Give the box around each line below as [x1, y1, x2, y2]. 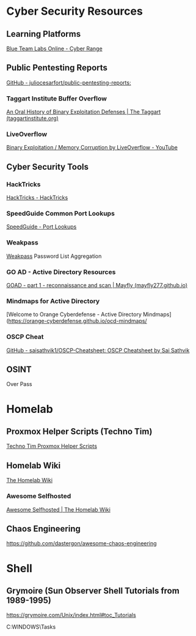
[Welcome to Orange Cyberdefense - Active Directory [6, 311, 142, 318]
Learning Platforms [6, 29, 81, 39]
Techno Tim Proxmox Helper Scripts [6, 442, 98, 450]
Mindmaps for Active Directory [6, 297, 100, 305]
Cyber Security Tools [6, 161, 89, 172]
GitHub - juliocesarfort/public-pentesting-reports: [6, 78, 131, 86]
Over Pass [6, 380, 32, 388]
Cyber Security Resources [6, 4, 143, 18]
